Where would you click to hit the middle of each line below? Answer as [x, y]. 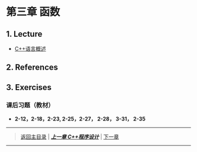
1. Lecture [24, 34]
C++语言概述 [30, 49]
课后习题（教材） [30, 105]
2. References [32, 68]
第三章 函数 [33, 12]
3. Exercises [29, 87]
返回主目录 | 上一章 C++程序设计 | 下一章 [69, 137]
